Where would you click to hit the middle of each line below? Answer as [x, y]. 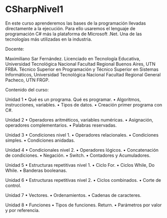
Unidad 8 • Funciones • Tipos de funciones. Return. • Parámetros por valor [83, 205]
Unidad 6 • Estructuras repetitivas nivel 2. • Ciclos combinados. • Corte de [83, 180]
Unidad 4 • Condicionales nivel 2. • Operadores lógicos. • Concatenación [82, 150]
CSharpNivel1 [34, 9]
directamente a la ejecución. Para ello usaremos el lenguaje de [70, 28]
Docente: [15, 49]
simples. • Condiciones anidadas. [40, 140]
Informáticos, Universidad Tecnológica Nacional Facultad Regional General [83, 74]
